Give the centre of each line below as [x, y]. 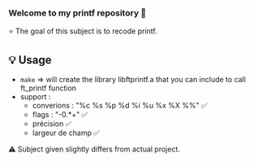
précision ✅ [52, 124]
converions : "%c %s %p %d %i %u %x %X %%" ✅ [120, 106]
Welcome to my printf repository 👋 [77, 13]
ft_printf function [48, 88]
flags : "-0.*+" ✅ [60, 115]
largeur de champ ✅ [66, 133]
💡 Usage [30, 60]
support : [35, 97]
